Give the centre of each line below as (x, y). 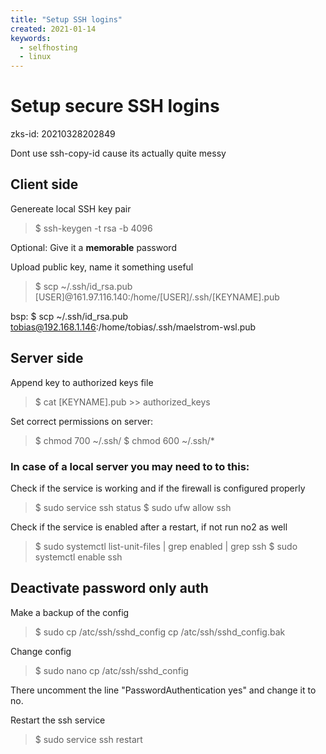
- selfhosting (48, 47)
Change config (41, 651)
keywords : (31, 38)
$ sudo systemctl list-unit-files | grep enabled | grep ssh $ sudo (166, 546)
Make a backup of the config (70, 612)
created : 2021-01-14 (53, 29)
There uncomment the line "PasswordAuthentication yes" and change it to (163, 690)
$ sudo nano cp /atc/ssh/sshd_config (111, 670)
